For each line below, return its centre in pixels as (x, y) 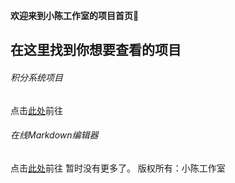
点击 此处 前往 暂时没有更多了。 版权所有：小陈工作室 (118, 168)
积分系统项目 (36, 77)
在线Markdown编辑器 (54, 135)
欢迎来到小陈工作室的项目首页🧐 (75, 15)
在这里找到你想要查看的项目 (96, 50)
